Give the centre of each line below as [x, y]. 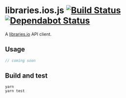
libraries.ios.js [35, 10]
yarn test [15, 91]
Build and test [26, 76]
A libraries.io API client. [28, 34]
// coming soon [20, 61]
